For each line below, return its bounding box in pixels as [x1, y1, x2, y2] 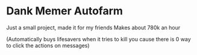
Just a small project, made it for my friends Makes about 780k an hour [6, 24, 181, 31]
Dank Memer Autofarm [6, 4, 124, 18]
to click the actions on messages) [6, 42, 90, 49]
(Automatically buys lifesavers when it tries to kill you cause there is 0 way [6, 35, 191, 42]
